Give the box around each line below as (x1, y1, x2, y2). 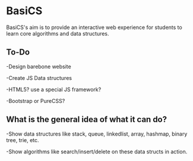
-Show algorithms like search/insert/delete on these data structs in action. (6, 148, 188, 155)
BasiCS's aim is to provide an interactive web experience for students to (6, 24, 182, 31)
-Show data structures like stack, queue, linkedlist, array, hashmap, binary (6, 130, 188, 137)
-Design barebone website (6, 63, 71, 70)
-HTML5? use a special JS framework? (6, 86, 102, 93)
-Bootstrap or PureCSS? (6, 97, 65, 104)
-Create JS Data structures (6, 74, 72, 81)
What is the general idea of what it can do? (6, 114, 167, 125)
